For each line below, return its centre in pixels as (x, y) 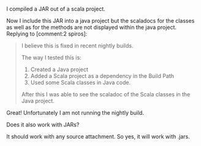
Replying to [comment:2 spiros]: (47, 34)
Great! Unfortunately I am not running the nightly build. (75, 113)
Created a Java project (59, 69)
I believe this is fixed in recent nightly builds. (77, 46)
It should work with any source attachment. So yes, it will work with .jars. (98, 136)
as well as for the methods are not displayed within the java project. (91, 27)
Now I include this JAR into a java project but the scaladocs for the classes (100, 21)
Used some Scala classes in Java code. (80, 83)
